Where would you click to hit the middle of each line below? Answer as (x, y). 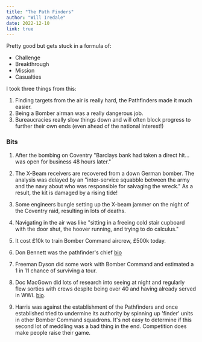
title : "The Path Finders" (40, 12)
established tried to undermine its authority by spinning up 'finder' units (104, 313)
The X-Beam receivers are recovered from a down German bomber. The (105, 173)
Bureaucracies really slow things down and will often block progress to (103, 120)
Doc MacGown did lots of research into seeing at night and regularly (100, 282)
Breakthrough (32, 64)
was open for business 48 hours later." (63, 162)
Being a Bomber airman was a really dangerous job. (79, 113)
